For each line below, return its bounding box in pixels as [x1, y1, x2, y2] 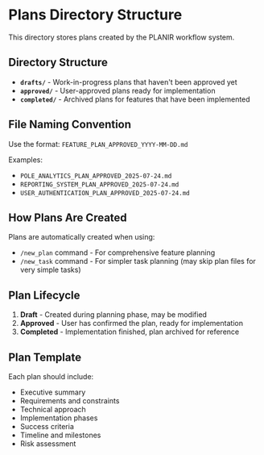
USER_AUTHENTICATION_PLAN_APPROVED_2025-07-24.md [19, 189, 191, 197]
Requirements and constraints [19, 396, 120, 405]
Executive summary [19, 387, 86, 397]
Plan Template [8, 350, 82, 364]
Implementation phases [19, 413, 98, 423]
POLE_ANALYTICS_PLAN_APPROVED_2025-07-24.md [19, 172, 172, 180]
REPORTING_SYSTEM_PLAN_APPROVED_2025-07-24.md [19, 180, 179, 189]
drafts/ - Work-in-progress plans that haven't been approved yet [19, 77, 237, 86]
